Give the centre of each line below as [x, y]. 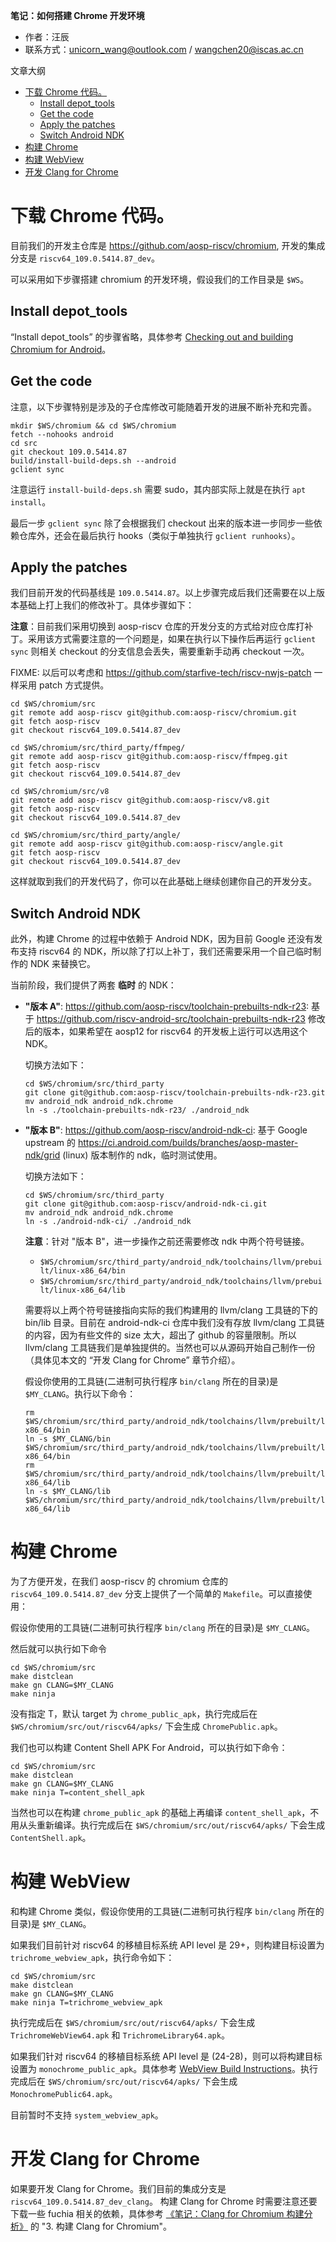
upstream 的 [50, 1143]
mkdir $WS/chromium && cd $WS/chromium [93, 425]
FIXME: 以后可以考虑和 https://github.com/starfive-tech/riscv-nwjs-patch [161, 673]
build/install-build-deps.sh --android [93, 460]
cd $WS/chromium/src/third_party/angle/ [96, 835]
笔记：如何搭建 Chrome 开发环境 [77, 15]
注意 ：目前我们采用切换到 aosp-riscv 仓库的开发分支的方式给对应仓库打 [157, 626]
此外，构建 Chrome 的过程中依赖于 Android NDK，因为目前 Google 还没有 [162, 939]
